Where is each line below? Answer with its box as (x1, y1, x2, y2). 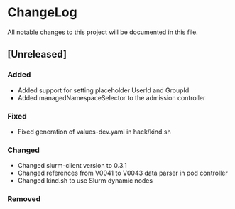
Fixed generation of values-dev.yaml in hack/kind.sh (17, 127, 172, 136)
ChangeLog (7, 4, 77, 21)
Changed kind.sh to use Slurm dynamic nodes (17, 176, 153, 185)
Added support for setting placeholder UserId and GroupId (17, 86, 190, 95)
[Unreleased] (7, 48, 67, 60)
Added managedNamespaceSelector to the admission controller (17, 93, 206, 102)
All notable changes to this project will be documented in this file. (7, 28, 199, 36)
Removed (7, 194, 41, 204)
